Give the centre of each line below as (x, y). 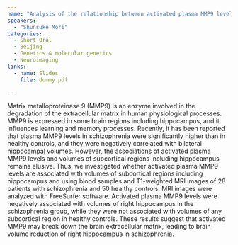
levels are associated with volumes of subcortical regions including (105, 173)
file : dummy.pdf (44, 80)
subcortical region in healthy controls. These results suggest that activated (117, 219)
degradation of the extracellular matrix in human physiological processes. (114, 113)
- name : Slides (36, 73)
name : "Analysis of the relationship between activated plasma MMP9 (110, 14)
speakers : (22, 21)
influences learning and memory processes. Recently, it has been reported (116, 129)
